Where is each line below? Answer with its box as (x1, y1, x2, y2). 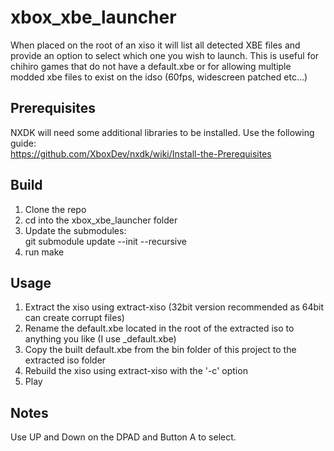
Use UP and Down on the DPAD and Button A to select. (10, 431, 237, 443)
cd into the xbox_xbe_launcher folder (24, 214, 178, 226)
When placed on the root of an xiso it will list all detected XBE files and (10, 39, 301, 51)
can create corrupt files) (24, 312, 125, 324)
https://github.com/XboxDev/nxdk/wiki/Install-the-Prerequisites (10, 147, 272, 160)
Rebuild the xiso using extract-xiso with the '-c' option (24, 365, 248, 377)
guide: (10, 137, 37, 149)
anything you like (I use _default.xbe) (24, 333, 177, 345)
